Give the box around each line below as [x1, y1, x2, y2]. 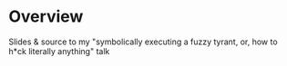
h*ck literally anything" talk [8, 45, 110, 56]
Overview [8, 6, 84, 27]
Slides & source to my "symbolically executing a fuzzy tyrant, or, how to [8, 36, 279, 47]
